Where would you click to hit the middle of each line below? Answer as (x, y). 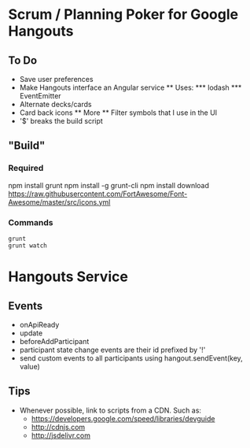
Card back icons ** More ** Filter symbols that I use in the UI (118, 113)
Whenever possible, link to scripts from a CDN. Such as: (110, 410)
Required (26, 168)
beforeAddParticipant (54, 341)
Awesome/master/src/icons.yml (59, 202)
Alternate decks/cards (55, 104)
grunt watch (28, 246)
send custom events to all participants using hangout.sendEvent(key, (131, 358)
